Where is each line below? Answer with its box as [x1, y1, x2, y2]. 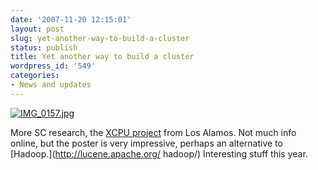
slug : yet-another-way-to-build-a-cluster [10, 33, 190, 43]
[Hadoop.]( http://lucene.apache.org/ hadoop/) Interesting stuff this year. [10, 147, 308, 160]
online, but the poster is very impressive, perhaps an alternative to [10, 137, 283, 149]
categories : [10, 71, 60, 81]
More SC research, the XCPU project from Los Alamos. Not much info [10, 126, 297, 138]
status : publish [10, 42, 78, 53]
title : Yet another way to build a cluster [10, 52, 195, 62]
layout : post [10, 24, 65, 34]
